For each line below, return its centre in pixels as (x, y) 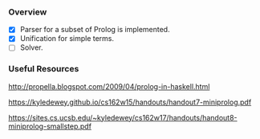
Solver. (31, 47)
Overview (28, 12)
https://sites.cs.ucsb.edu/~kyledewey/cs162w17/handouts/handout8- (123, 117)
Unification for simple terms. (67, 39)
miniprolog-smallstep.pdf (50, 126)
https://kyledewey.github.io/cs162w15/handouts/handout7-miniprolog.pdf (130, 102)
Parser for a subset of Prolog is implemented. (95, 30)
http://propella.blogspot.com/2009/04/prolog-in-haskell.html (109, 86)
